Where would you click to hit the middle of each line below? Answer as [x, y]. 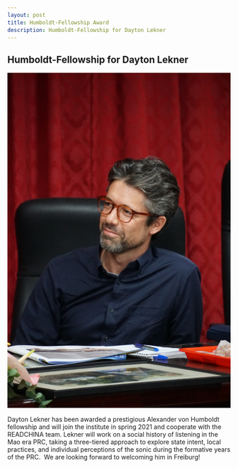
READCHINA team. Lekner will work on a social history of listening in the [113, 434]
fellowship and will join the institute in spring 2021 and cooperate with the [114, 427]
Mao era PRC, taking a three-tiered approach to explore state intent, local [114, 442]
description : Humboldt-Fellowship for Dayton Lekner [87, 30]
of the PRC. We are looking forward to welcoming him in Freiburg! [104, 457]
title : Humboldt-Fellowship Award [58, 22]
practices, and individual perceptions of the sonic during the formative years [119, 449]
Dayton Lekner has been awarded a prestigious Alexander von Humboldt [113, 419]
